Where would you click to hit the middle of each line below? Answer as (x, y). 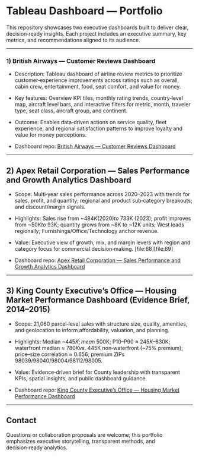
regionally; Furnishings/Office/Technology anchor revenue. (86, 231)
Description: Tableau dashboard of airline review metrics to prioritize (98, 74)
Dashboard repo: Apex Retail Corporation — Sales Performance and (97, 260)
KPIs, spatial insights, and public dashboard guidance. (81, 378)
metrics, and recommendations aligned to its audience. (73, 40)
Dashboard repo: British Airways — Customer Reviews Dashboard (95, 146)
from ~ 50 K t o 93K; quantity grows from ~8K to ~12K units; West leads (99, 225)
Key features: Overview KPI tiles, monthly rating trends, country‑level (99, 98)
